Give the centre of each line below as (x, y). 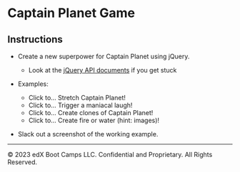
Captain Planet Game (71, 13)
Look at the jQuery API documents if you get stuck (102, 70)
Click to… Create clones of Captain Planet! (91, 113)
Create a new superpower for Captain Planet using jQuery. (104, 56)
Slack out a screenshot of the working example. (88, 134)
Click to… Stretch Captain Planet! (77, 98)
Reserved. (22, 162)
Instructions (35, 39)
